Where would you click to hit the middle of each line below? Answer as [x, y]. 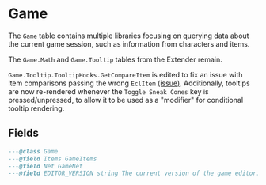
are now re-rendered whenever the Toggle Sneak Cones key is [108, 91]
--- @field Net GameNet [46, 166]
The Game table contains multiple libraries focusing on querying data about [129, 36]
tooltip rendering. [36, 108]
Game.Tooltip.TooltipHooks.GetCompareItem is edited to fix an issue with [125, 74]
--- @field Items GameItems [53, 159]
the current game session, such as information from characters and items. [129, 43]
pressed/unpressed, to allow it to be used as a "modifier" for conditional [126, 100]
